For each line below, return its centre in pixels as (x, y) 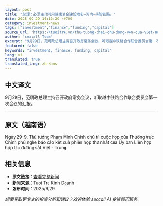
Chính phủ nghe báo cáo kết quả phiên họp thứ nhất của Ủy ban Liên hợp (78, 142)
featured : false (21, 46)
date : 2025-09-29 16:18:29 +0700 (39, 19)
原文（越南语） (27, 125)
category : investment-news (32, 23)
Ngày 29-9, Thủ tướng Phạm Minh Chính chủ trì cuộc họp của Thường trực (80, 137)
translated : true (23, 59)
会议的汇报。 (22, 103)
